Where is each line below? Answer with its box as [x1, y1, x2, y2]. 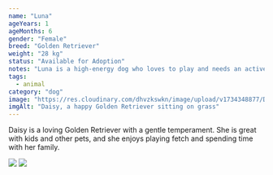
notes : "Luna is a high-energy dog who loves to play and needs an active [8, 65, 267, 73]
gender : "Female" [8, 34, 67, 43]
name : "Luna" [8, 11, 53, 20]
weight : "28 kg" [8, 50, 63, 58]
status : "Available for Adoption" [8, 58, 126, 66]
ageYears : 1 [8, 20, 49, 28]
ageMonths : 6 [8, 27, 53, 35]
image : [8, 95, 31, 103]
